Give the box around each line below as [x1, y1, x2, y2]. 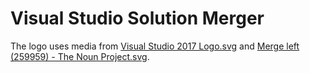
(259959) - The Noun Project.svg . [10, 50, 150, 62]
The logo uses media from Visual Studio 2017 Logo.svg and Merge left [10, 40, 300, 52]
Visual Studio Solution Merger [10, 7, 265, 30]
